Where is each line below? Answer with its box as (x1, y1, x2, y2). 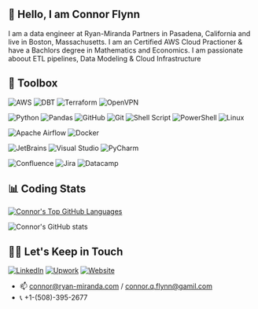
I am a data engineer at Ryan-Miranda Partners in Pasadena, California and (8, 28, 251, 38)
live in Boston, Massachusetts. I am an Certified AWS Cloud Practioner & (8, 37, 243, 46)
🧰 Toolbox (8, 76, 58, 90)
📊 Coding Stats (8, 182, 87, 196)
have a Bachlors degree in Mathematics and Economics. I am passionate (8, 45, 244, 55)
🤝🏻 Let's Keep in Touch (8, 245, 123, 258)
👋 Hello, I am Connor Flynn (8, 8, 140, 21)
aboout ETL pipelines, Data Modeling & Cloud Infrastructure (8, 53, 202, 63)
